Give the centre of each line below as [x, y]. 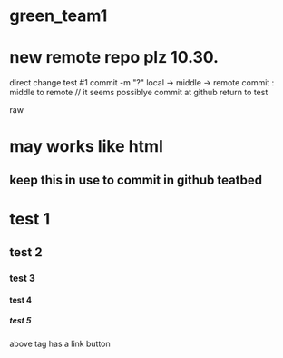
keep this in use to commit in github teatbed [136, 179]
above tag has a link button [60, 343]
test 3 [23, 278]
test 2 [26, 252]
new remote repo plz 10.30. [114, 58]
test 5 [20, 321]
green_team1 [59, 16]
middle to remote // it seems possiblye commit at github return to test [139, 93]
